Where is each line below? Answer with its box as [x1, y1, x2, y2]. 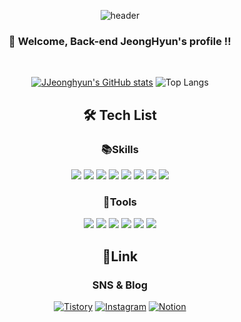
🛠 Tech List [83, 106, 157, 124]
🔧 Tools [102, 195, 138, 209]
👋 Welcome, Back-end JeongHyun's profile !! [8, 34, 232, 48]
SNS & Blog [91, 278, 149, 292]
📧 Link [101, 248, 139, 265]
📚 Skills [101, 142, 139, 156]
